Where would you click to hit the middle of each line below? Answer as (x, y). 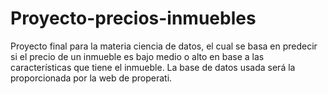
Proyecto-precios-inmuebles (133, 18)
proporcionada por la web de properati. (91, 78)
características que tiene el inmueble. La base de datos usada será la (153, 67)
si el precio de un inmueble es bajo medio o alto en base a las (137, 56)
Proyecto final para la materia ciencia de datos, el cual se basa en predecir (164, 46)
